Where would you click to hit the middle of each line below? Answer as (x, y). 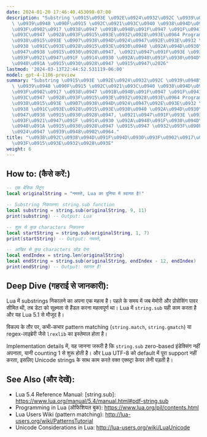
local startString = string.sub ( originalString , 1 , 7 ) (78, 233)
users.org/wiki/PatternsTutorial (54, 420)
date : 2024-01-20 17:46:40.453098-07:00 (59, 12)
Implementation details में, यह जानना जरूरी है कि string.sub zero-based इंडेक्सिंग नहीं (103, 346)
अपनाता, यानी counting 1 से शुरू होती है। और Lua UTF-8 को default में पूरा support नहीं (102, 353)
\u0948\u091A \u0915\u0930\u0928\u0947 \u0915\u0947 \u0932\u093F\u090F (107, 126)
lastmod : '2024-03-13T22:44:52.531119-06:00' (65, 69)
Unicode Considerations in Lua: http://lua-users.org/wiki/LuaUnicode (103, 427)
